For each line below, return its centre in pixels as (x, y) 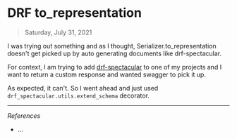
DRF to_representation (75, 13)
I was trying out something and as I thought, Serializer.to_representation (112, 46)
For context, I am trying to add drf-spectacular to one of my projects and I (115, 67)
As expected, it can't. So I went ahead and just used (83, 88)
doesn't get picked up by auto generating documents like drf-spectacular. (115, 53)
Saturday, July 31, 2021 (58, 32)
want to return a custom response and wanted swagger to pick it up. (107, 74)
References (24, 115)
